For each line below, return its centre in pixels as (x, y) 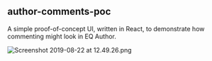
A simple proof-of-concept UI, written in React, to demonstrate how (106, 28)
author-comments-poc (59, 12)
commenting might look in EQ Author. (62, 36)
